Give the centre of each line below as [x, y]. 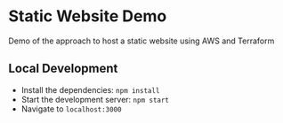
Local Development [63, 69]
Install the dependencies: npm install [90, 89]
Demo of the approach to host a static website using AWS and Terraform [141, 41]
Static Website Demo [88, 16]
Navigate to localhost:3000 [71, 109]
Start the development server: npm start [95, 99]
